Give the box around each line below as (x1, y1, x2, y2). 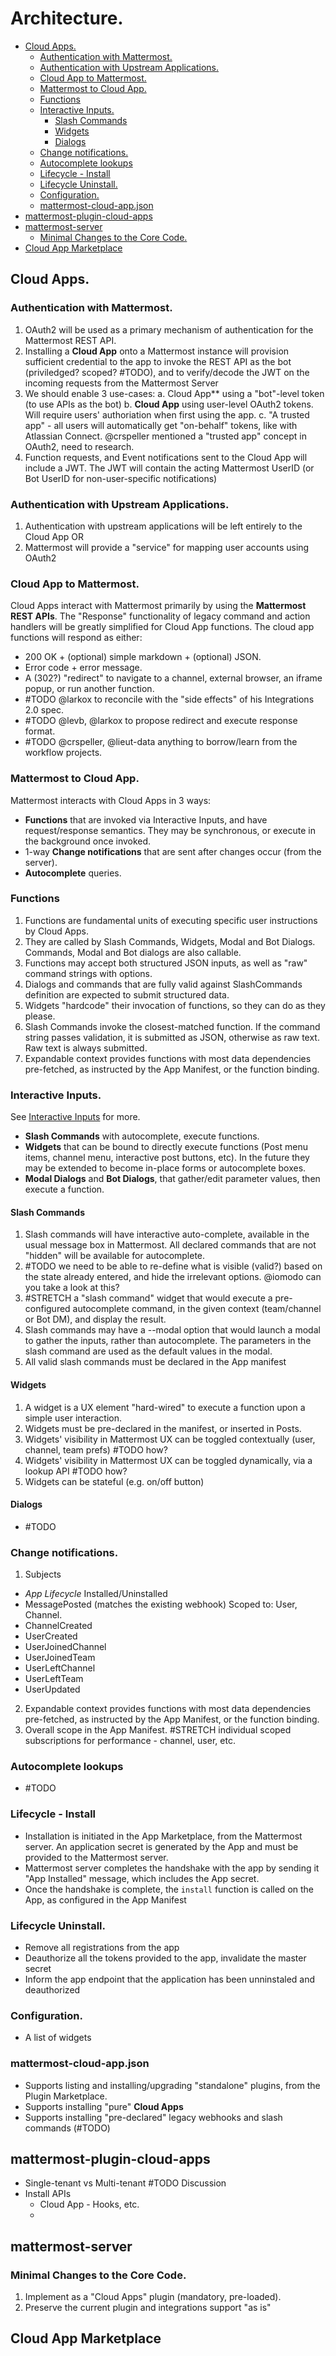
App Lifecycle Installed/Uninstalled (24, 1588, 168, 1600)
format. (24, 725, 56, 737)
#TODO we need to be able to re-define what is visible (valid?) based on (24, 1260, 323, 1272)
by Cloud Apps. (24, 925, 89, 937)
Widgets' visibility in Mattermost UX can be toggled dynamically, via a (24, 1454, 313, 1466)
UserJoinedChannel (24, 1641, 107, 1653)
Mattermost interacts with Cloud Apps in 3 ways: (10, 794, 212, 806)
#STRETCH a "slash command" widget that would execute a (24, 1292, 273, 1304)
